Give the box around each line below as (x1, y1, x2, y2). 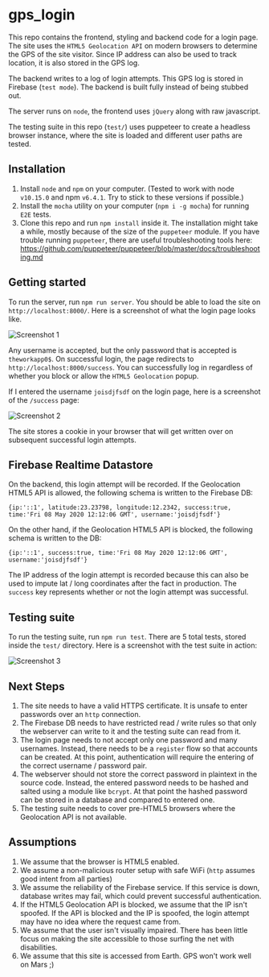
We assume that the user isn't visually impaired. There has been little (19, 925, 248, 935)
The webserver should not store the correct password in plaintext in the (19, 769, 258, 779)
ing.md (19, 252, 43, 262)
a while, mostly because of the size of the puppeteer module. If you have (19, 226, 260, 236)
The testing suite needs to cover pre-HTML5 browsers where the (19, 804, 235, 813)
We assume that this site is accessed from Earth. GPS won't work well (19, 950, 251, 960)
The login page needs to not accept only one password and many (19, 735, 238, 744)
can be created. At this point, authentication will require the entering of (19, 752, 255, 762)
